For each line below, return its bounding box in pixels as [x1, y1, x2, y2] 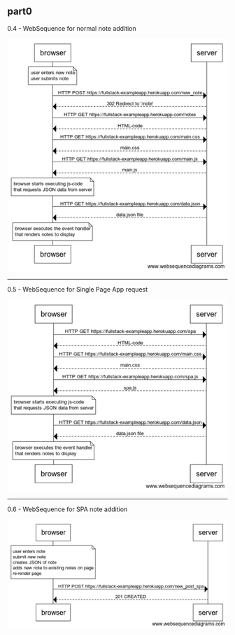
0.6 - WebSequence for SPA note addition [7, 505, 128, 513]
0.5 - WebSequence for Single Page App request [7, 285, 148, 293]
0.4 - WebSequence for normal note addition [7, 24, 136, 32]
